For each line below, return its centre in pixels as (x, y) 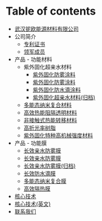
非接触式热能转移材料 (50, 120)
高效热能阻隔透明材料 (50, 112)
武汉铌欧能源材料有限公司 (46, 29)
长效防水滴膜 (39, 173)
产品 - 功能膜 (31, 143)
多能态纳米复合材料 (48, 105)
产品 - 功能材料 (33, 59)
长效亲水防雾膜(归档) (49, 166)
